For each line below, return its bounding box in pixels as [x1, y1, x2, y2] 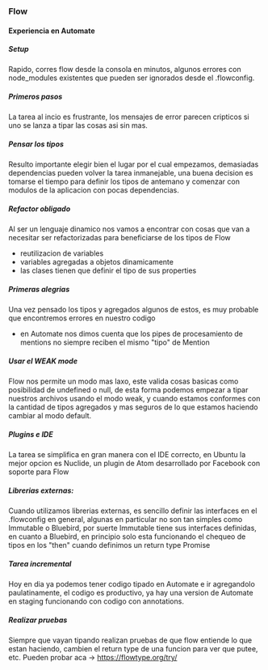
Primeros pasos [8, 91, 63, 102]
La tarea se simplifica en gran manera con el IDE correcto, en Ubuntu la [8, 450, 246, 460]
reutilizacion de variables [19, 248, 104, 258]
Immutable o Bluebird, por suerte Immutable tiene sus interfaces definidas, [8, 524, 257, 533]
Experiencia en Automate [8, 26, 95, 36]
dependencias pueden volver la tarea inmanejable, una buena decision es [8, 168, 253, 178]
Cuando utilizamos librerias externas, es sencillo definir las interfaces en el [8, 506, 258, 515]
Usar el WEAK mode [8, 356, 78, 366]
